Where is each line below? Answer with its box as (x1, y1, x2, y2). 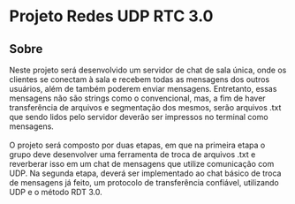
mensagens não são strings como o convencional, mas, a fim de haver (9, 93, 267, 103)
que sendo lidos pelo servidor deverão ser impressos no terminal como (9, 112, 269, 122)
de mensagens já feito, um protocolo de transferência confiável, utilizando (9, 178, 280, 187)
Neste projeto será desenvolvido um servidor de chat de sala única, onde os (9, 64, 287, 75)
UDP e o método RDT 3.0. (9, 187, 103, 197)
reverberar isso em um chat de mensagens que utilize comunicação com (9, 159, 275, 169)
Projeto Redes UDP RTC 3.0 (9, 6, 214, 26)
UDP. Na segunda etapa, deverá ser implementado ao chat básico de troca (9, 168, 282, 178)
